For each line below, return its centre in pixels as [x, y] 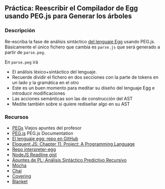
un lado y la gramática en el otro [45, 82]
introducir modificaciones [38, 93]
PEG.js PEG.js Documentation [43, 133]
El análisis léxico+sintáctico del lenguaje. [54, 72]
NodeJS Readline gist [34, 154]
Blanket [20, 181]
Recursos [17, 117]
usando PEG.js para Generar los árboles [68, 16]
